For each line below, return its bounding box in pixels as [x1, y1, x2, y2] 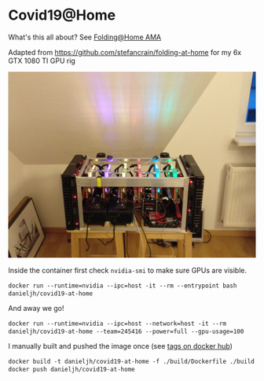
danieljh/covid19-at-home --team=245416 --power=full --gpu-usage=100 [8, 327, 244, 336]
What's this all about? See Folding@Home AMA [8, 32, 162, 42]
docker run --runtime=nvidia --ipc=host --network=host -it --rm [8, 320, 226, 328]
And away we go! [8, 304, 64, 313]
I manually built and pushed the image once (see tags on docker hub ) [8, 342, 233, 351]
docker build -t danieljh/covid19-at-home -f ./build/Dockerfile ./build [8, 357, 255, 366]
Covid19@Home [8, 6, 116, 24]
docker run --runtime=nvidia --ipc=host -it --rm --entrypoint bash [8, 282, 237, 290]
